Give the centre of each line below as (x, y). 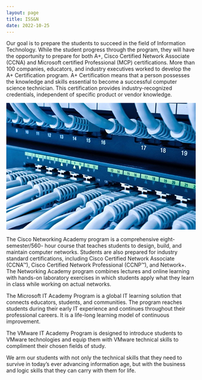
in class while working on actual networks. (59, 284)
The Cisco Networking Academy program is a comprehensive (83, 239)
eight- (168, 239)
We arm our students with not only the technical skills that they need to (94, 358)
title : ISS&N (23, 19)
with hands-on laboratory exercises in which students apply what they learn (100, 278)
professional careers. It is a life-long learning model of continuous (88, 315)
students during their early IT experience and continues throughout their (96, 309)
